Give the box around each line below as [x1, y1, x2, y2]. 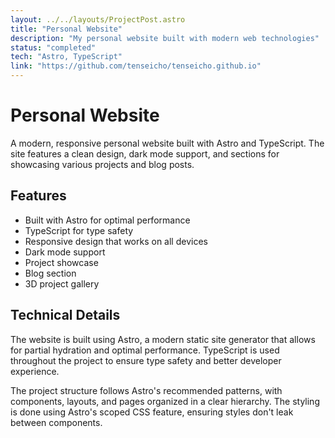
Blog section [24, 267, 77, 279]
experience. [10, 365, 60, 377]
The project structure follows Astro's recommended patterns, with [10, 384, 283, 396]
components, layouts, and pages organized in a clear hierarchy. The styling [10, 395, 320, 407]
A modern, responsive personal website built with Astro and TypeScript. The [10, 137, 325, 149]
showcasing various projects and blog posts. [10, 158, 195, 170]
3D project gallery [24, 277, 100, 290]
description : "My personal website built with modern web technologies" [10, 33, 320, 43]
